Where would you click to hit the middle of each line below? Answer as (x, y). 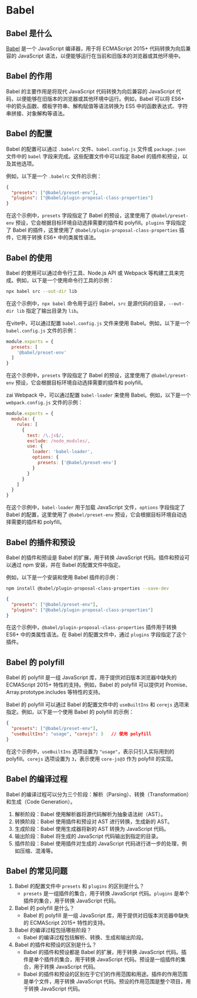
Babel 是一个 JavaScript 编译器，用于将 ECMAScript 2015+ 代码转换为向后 (96, 48)
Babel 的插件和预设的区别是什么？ (55, 945)
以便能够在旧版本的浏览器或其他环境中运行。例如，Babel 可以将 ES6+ (100, 99)
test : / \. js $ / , (46, 435)
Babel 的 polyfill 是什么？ (45, 908)
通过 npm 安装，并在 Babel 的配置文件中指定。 (67, 565)
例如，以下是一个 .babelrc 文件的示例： (54, 176)
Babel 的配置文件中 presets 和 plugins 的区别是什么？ (79, 886)
